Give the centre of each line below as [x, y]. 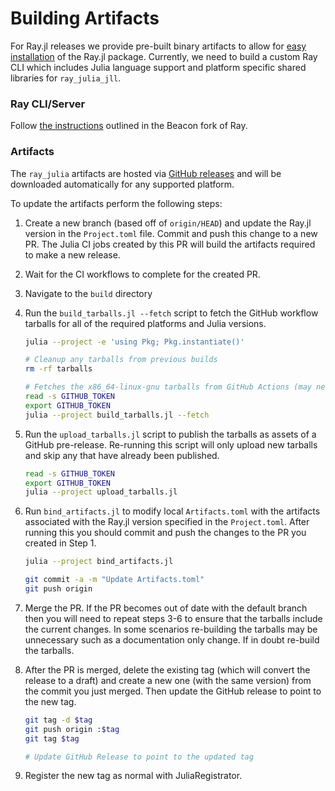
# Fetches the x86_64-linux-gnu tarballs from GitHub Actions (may [168, 387]
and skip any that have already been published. [122, 455]
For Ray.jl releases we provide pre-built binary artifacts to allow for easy [158, 46]
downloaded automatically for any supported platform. [122, 184]
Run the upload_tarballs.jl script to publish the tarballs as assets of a [170, 434]
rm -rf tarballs [58, 369]
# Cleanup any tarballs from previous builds [121, 360]
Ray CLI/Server [48, 104]
